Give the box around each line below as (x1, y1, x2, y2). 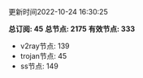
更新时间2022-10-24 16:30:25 (8, 7, 108, 16)
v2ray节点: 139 (19, 41, 70, 51)
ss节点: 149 (19, 61, 58, 71)
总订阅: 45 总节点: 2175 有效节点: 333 (8, 24, 136, 34)
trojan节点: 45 (19, 51, 67, 60)
